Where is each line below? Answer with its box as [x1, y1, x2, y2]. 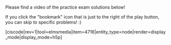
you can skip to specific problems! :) [5, 19, 82, 25]
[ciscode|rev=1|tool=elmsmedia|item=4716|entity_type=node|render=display [5, 29, 166, 34]
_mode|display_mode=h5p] [5, 34, 63, 40]
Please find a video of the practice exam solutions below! [5, 4, 126, 10]
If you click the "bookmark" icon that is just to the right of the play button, [5, 14, 159, 19]
